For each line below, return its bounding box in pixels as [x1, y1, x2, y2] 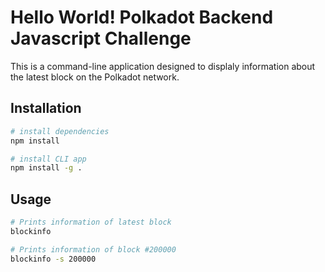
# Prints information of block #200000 [10, 244, 177, 255]
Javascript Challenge [10, 27, 192, 50]
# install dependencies [10, 126, 110, 136]
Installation [10, 100, 82, 117]
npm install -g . [10, 163, 83, 173]
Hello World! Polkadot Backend [10, 6, 274, 29]
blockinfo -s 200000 [10, 254, 97, 264]
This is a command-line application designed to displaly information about [10, 60, 316, 72]
